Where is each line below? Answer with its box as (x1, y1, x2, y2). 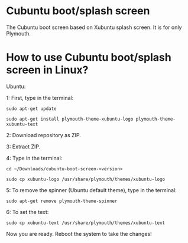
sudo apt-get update (6, 105, 57, 112)
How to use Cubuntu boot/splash (6, 51, 171, 64)
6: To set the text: (6, 208, 49, 215)
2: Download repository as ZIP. (6, 131, 82, 138)
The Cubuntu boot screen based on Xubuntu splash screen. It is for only (6, 24, 182, 31)
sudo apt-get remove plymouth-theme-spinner (6, 198, 118, 204)
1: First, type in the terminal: (6, 94, 74, 101)
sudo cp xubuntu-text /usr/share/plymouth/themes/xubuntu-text (6, 220, 166, 226)
